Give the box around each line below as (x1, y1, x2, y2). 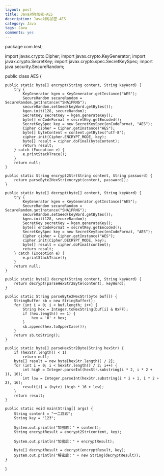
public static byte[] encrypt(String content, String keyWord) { (5, 83, 141, 88)
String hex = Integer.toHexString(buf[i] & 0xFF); (23, 307, 129, 312)
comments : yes (5, 30, 34, 35)
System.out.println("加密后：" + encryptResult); (14, 439, 114, 444)
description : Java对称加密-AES (5, 16, 66, 21)
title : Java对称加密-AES (5, 12, 53, 17)
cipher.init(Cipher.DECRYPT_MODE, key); (23, 238, 107, 243)
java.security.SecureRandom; (5, 64, 65, 69)
